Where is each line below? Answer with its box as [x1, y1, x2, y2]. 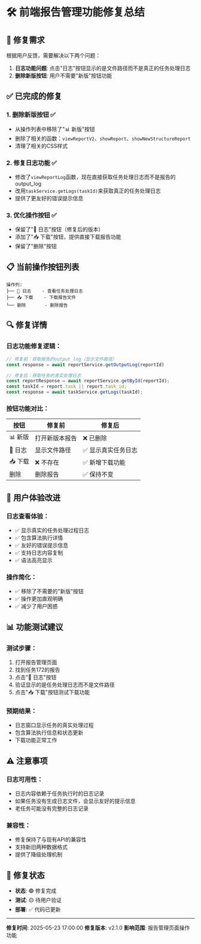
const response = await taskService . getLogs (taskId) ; [6, 389, 144, 395]
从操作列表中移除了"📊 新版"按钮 [14, 125, 95, 132]
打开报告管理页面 [14, 659, 57, 666]
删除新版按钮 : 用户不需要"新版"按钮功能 [14, 72, 112, 79]
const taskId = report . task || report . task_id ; [6, 383, 127, 389]
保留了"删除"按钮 [14, 243, 57, 250]
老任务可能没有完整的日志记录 [14, 805, 89, 812]
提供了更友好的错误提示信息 [14, 194, 84, 202]
